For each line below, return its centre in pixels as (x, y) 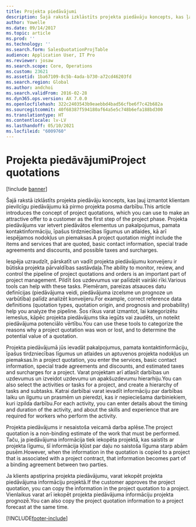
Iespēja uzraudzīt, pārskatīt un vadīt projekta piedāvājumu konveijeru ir (92, 261)
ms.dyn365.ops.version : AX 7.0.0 (47, 98)
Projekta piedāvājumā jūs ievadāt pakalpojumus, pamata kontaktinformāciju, (97, 347)
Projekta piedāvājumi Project (76, 160)
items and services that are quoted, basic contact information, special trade (97, 244)
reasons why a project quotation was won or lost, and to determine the (91, 330)
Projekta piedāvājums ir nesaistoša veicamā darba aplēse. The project (90, 427)
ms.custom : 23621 (27, 71)
